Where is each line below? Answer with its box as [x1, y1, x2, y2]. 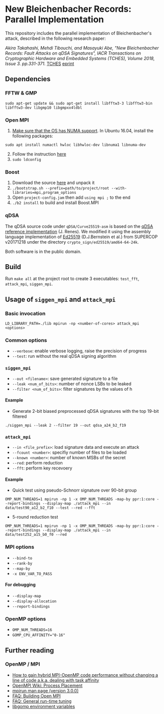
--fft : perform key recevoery [12, 465, 73, 471]
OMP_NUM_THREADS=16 [12, 627, 53, 633]
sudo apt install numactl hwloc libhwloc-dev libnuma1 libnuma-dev [5, 142, 146, 147]
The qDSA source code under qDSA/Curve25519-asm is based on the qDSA [5, 223, 153, 229]
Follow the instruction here [12, 151, 66, 157]
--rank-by [12, 561, 33, 566]
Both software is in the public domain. [5, 248, 82, 254]
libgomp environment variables [12, 703, 75, 709]
